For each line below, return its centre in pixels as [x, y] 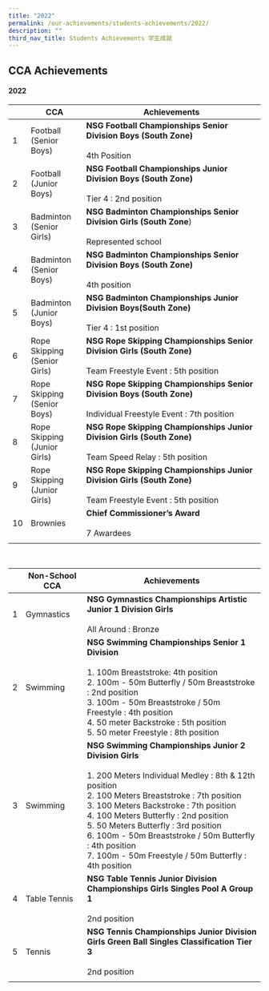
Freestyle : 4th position [130, 712]
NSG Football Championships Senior [157, 125]
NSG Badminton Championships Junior [162, 297]
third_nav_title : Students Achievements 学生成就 [90, 38]
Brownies [48, 523]
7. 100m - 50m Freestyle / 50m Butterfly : [167, 856]
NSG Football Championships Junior [157, 168]
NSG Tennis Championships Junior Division [172, 932]
